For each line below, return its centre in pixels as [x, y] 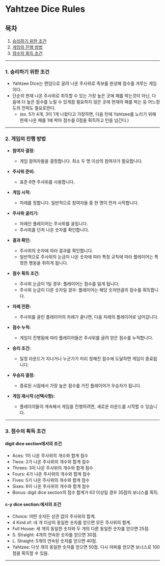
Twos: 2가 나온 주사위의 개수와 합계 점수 [51, 461]
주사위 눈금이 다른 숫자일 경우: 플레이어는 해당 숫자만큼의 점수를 [80, 290]
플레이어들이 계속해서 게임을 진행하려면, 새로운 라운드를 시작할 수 [82, 406]
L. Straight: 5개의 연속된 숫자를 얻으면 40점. [55, 540]
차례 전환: [21, 306]
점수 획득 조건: [26, 273]
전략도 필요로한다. [39, 108]
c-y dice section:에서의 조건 [33, 505]
